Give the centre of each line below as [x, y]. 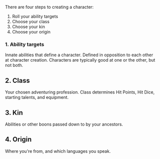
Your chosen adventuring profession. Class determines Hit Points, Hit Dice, [80, 92]
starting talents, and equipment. [37, 97]
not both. [14, 65]
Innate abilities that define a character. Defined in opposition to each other [79, 55]
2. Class [17, 80]
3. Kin [14, 113]
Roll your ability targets [35, 16]
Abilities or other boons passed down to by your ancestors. [64, 124]
